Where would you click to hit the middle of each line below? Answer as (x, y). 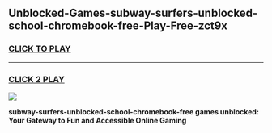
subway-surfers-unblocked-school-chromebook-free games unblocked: (134, 111)
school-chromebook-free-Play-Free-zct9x (118, 26)
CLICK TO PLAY (40, 49)
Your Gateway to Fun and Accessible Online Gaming (98, 120)
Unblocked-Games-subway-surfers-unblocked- (133, 13)
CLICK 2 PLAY (36, 79)
